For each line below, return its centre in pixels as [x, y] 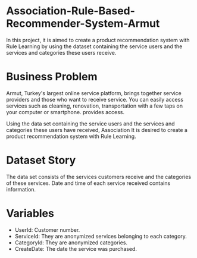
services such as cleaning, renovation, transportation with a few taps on [95, 106]
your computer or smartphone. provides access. [65, 112]
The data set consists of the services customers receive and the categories [99, 177]
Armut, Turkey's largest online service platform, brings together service [94, 93]
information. [21, 189]
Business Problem [52, 77]
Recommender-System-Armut [83, 23]
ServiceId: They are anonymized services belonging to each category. [101, 236]
